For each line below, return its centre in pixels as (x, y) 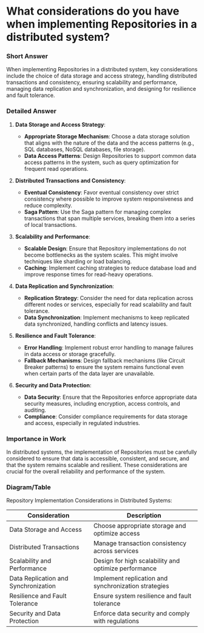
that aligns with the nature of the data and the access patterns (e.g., (109, 143)
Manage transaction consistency (140, 543)
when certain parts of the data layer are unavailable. (89, 373)
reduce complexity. (48, 205)
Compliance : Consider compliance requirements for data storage (106, 417)
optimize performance (125, 568)
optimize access (117, 534)
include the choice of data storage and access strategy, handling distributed (102, 76)
